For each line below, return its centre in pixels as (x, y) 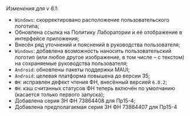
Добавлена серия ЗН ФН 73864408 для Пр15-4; (75, 101)
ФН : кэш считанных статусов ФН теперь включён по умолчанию (95, 88)
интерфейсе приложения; (47, 38)
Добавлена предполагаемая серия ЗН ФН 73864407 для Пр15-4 (96, 107)
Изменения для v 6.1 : (32, 8)
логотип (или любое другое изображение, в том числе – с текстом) (99, 57)
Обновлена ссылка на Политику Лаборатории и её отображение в (98, 32)
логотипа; (27, 26)
